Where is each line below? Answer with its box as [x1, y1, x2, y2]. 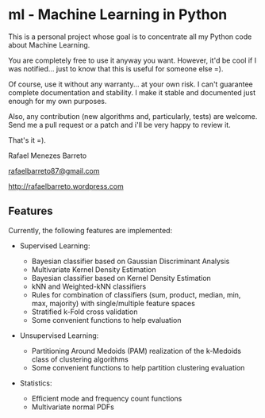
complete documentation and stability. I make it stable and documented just [8, 87, 256, 97]
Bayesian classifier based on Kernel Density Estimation [31, 273, 212, 282]
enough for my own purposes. [8, 96, 107, 105]
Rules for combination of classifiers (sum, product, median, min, [31, 290, 241, 299]
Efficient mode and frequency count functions [31, 393, 182, 403]
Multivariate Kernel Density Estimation [31, 264, 156, 274]
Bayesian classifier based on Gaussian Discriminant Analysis [31, 256, 230, 266]
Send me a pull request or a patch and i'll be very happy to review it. [8, 120, 232, 129]
